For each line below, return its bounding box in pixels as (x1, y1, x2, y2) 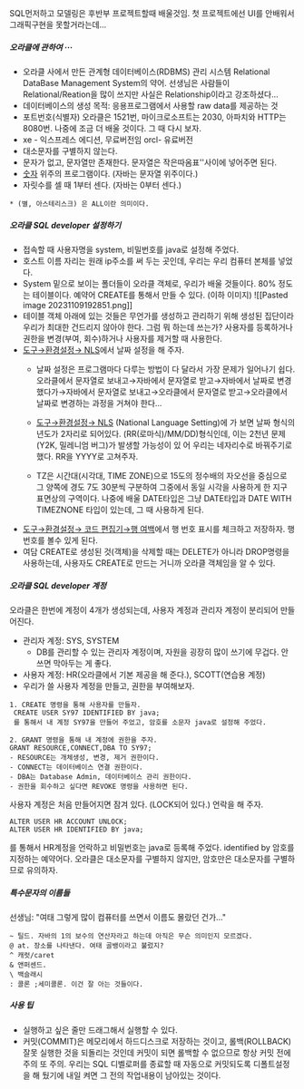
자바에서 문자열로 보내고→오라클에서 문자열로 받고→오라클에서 (65, 386, 288, 397)
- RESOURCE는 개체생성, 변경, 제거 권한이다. (9, 753, 160, 762)
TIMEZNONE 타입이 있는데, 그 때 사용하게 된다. (35, 504, 204, 515)
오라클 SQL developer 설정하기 (9, 219, 122, 230)
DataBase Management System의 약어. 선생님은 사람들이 (22, 77, 230, 88)
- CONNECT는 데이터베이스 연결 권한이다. (9, 763, 143, 772)
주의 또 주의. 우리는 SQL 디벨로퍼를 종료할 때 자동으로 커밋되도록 (22, 1058, 251, 1069)
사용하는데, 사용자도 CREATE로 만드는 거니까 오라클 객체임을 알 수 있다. (22, 557, 276, 569)
